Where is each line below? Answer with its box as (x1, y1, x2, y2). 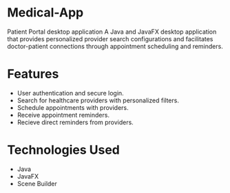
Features (7, 67, 59, 82)
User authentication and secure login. (17, 89, 124, 97)
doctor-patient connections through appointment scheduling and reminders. (7, 42, 224, 50)
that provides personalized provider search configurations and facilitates (7, 34, 213, 43)
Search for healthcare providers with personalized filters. (17, 96, 179, 104)
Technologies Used (7, 142, 121, 158)
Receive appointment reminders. (17, 111, 110, 119)
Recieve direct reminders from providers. (17, 118, 134, 126)
